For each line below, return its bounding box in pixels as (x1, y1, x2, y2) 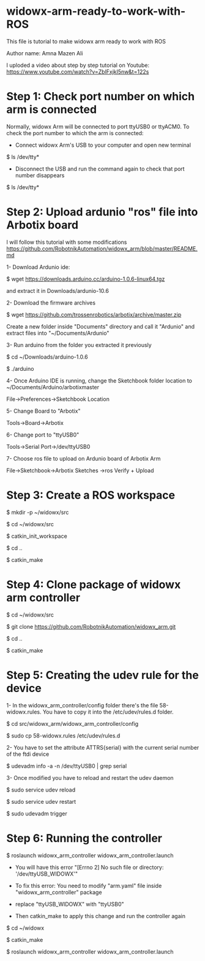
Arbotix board (6, 218, 79, 232)
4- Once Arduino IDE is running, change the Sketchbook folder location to (6, 376, 193, 384)
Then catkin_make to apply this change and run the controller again (15, 912, 185, 919)
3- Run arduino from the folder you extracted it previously (6, 341, 152, 348)
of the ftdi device (6, 750, 50, 758)
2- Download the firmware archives (6, 299, 96, 306)
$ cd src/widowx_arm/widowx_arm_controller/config (6, 720, 139, 727)
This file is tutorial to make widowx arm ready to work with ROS (6, 37, 166, 45)
